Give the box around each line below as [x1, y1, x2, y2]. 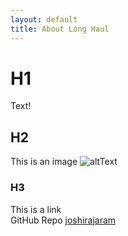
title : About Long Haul [10, 24, 110, 34]
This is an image [10, 156, 78, 168]
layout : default [10, 14, 78, 25]
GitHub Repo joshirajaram [10, 214, 117, 226]
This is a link [10, 203, 62, 215]
